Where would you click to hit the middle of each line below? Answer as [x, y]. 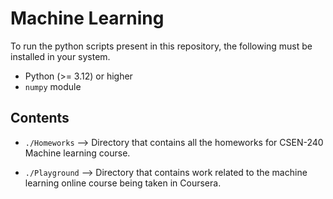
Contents [40, 118]
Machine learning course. [77, 153]
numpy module [53, 86]
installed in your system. [60, 56]
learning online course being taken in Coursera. [123, 183]
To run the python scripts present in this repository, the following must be [161, 46]
